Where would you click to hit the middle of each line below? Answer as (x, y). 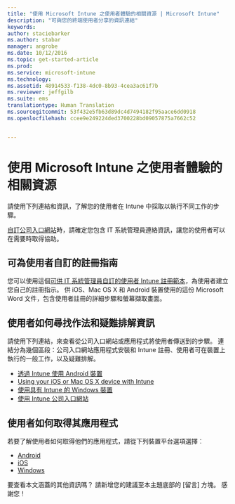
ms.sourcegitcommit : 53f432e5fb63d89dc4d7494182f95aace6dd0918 (102, 112)
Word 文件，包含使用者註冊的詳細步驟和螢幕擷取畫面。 (87, 299)
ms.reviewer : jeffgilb (40, 92)
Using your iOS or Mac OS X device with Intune (86, 382)
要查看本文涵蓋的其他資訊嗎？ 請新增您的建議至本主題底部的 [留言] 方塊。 (114, 485)
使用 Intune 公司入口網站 (53, 399)
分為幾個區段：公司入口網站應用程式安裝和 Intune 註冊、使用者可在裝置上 (119, 350)
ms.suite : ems (28, 99)
